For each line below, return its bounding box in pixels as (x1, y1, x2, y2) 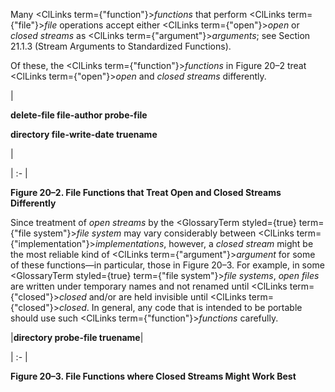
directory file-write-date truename (10, 129, 158, 140)
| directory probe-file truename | (10, 332, 144, 343)
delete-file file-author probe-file (10, 109, 148, 121)
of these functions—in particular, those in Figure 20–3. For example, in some (10, 259, 325, 271)
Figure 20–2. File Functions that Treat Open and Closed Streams (10, 187, 282, 198)
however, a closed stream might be (168, 238, 314, 249)
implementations (94, 238, 165, 249)
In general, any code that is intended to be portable (91, 302, 303, 313)
